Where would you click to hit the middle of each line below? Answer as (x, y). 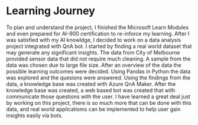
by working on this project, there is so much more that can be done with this (99, 102)
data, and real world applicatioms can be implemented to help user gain (93, 109)
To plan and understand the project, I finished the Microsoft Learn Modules (98, 27)
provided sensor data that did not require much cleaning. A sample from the (98, 59)
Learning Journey (51, 11)
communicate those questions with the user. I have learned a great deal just (98, 97)
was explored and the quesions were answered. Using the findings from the (98, 78)
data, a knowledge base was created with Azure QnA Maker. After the (91, 84)
